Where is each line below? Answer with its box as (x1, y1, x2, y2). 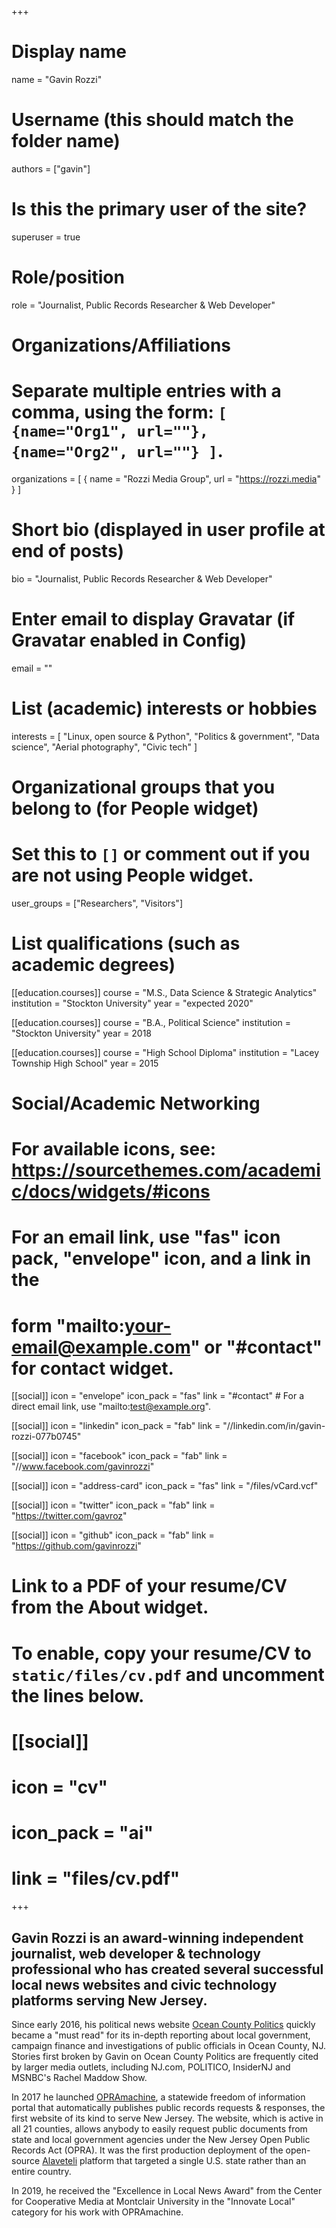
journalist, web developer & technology (11, 1945, 261, 1962)
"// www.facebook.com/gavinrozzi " (11, 1461, 155, 1473)
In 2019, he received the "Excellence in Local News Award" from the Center (11, 2184, 323, 2196)
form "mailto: (11, 1314, 125, 1337)
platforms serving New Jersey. (11, 1992, 208, 2009)
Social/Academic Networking (11, 1092, 261, 1115)
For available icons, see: (11, 1138, 217, 1161)
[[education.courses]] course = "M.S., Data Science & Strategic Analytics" (11, 986, 318, 998)
